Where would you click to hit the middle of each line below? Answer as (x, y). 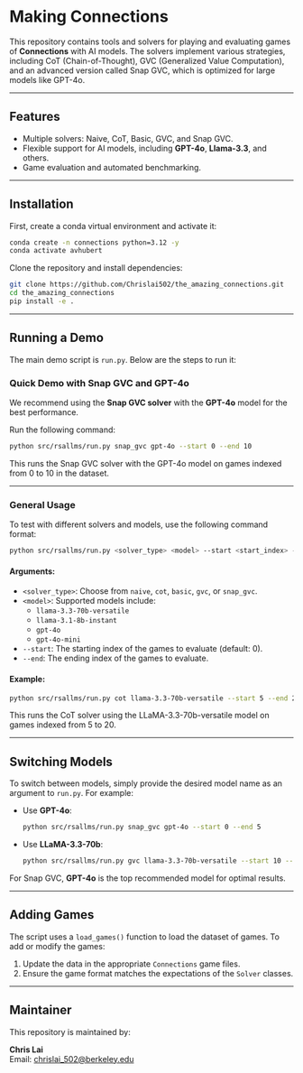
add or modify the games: (57, 946)
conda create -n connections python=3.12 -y (94, 242)
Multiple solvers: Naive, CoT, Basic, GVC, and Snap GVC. (128, 138)
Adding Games (52, 915)
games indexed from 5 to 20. (63, 725)
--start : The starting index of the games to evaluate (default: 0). (142, 649)
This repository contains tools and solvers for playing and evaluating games (150, 42)
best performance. (44, 412)
